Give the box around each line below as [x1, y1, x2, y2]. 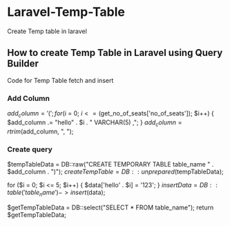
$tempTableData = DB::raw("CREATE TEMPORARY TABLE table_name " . [7, 160, 214, 168]
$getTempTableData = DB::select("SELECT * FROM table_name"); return [7, 203, 214, 211]
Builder [7, 58, 39, 70]
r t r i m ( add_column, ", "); [7, 127, 74, 135]
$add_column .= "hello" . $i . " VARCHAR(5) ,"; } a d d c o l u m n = [7, 118, 182, 128]
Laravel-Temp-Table [7, 4, 126, 20]
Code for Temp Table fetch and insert [7, 76, 114, 84]
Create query [7, 144, 53, 154]
